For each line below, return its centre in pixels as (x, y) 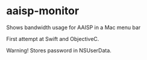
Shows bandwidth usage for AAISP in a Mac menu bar (73, 27)
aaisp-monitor (43, 11)
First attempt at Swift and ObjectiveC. (53, 39)
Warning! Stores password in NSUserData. (59, 50)
